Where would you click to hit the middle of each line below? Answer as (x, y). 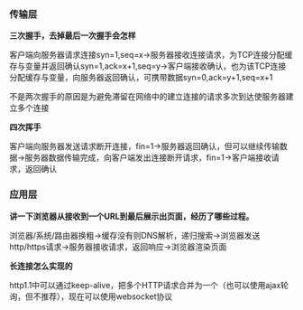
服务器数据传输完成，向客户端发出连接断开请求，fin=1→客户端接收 (148, 158)
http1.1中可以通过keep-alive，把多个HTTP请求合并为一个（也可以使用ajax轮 (149, 285)
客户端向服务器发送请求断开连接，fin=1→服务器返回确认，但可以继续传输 (145, 146)
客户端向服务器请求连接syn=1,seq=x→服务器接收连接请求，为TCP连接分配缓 (151, 55)
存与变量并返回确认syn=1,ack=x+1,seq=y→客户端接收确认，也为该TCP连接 (148, 66)
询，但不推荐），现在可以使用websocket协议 (91, 296)
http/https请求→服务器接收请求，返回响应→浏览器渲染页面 (118, 247)
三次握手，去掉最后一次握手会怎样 (73, 36)
